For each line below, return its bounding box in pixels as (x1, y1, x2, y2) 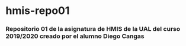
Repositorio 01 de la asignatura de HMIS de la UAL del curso (5, 25, 181, 33)
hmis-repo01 (5, 4, 70, 17)
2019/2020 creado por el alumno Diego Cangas (5, 32, 145, 40)
